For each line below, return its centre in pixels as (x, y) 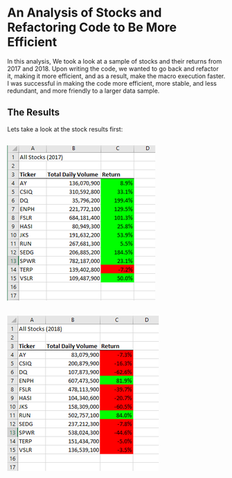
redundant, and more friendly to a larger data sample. (83, 91)
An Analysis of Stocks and (84, 13)
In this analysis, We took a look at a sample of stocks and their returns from (115, 61)
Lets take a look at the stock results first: (65, 129)
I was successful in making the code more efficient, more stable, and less (112, 83)
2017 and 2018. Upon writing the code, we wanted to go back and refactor (113, 68)
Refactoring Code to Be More (92, 27)
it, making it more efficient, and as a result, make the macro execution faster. (116, 76)
